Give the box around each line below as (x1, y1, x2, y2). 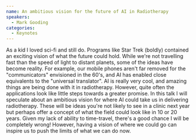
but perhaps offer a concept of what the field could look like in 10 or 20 (6, 109, 177, 116)
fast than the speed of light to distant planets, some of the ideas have (6, 59, 174, 66)
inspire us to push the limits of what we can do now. (6, 127, 132, 135)
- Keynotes (11, 30, 38, 36)
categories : (6, 25, 35, 31)
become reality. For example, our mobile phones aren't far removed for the (6, 65, 186, 72)
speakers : (6, 14, 30, 20)
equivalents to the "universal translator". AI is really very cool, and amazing (6, 77, 187, 85)
